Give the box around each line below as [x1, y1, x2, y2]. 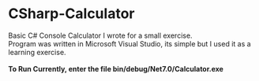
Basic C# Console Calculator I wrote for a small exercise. [8, 31, 193, 40]
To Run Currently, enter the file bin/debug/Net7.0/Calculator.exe [8, 64, 223, 73]
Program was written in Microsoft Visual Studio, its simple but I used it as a [8, 39, 251, 48]
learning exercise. [8, 47, 66, 57]
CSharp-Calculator [8, 5, 135, 23]
